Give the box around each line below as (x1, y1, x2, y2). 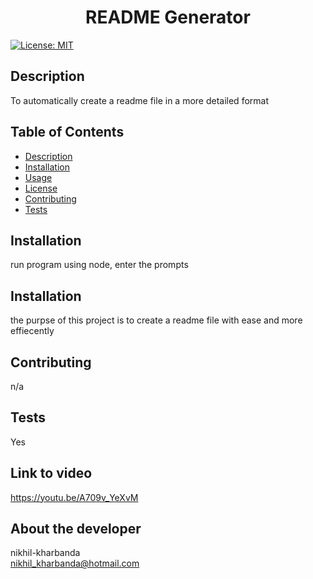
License (24, 182, 58, 194)
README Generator (85, 6, 251, 29)
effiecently (10, 325, 55, 337)
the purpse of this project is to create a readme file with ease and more (10, 314, 303, 326)
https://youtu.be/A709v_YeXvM (10, 491, 139, 503)
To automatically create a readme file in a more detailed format (10, 94, 269, 106)
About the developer (10, 521, 142, 538)
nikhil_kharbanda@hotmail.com (10, 557, 140, 570)
